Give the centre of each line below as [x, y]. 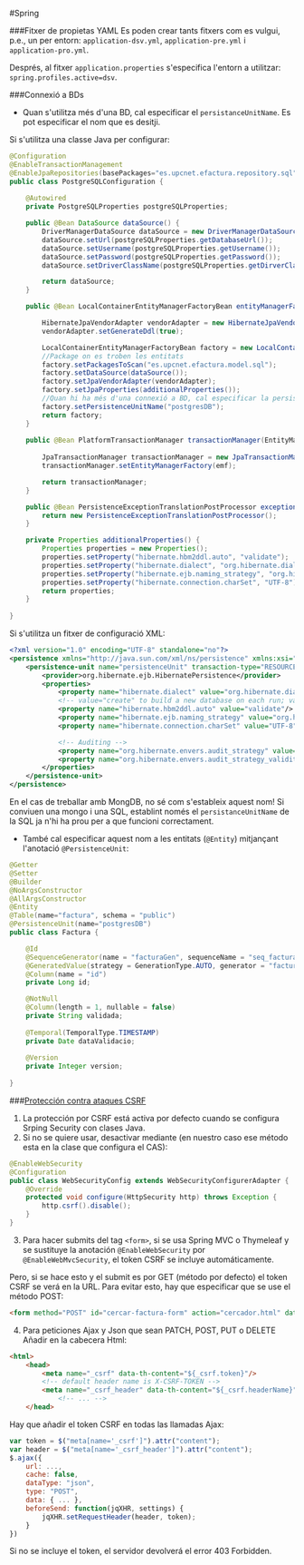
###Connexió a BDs [47, 95]
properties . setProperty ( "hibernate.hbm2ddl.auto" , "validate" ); [166, 557]
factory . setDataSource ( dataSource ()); [115, 373]
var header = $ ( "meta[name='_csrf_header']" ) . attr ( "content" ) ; [131, 1449]
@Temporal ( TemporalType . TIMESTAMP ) [93, 1032]
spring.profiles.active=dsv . [63, 77]
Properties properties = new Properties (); [125, 549]
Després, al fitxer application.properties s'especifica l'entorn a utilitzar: [145, 68]
